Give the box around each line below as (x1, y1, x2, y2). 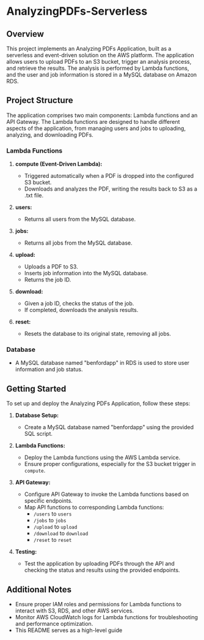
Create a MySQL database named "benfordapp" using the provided (24, 424, 194, 431)
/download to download (33, 530, 89, 537)
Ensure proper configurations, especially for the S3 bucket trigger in (24, 460, 196, 468)
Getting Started (6, 383, 67, 394)
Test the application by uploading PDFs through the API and (24, 560, 175, 568)
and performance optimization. (15, 620, 93, 628)
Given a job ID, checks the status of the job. (24, 300, 134, 307)
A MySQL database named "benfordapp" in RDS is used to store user (15, 359, 190, 367)
